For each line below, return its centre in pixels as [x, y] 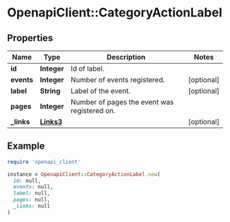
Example [26, 146]
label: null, [32, 193]
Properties [30, 38]
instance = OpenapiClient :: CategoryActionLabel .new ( [84, 174]
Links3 [51, 122]
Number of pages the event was [123, 102]
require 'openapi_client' [44, 162]
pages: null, [32, 200]
